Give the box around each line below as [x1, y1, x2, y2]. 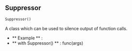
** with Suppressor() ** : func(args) [12, 40, 84, 46]
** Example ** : [12, 35, 43, 41]
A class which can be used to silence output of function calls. [5, 25, 128, 31]
